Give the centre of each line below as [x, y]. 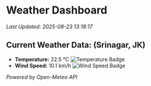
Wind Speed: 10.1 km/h [43, 65]
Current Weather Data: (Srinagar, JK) [76, 45]
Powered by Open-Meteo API [42, 77]
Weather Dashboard [57, 10]
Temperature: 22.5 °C [42, 59]
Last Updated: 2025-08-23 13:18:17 [49, 27]
